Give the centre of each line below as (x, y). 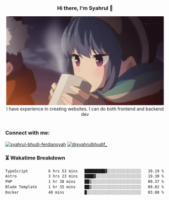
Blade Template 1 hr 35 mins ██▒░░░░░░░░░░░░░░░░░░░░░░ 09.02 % (85, 187)
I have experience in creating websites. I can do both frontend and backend (85, 109)
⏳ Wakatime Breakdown (35, 158)
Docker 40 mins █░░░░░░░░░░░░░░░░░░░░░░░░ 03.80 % (85, 192)
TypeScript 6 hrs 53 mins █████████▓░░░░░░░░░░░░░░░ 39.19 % (85, 171)
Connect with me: (28, 133)
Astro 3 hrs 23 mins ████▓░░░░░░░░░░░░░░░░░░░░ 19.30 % (85, 176)
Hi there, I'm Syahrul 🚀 (85, 8)
